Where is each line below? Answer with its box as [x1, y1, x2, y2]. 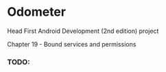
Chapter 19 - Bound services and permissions [7, 40, 137, 48]
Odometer [7, 4, 67, 20]
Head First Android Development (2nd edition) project [7, 27, 159, 35]
